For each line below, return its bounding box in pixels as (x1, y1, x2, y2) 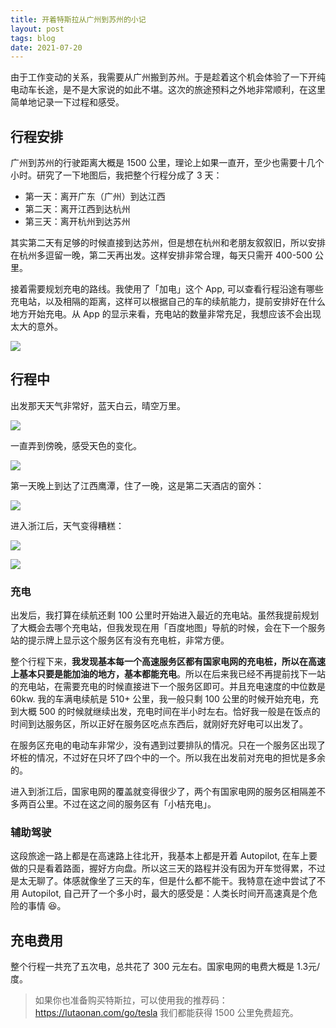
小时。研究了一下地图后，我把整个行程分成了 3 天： (10, 169, 223, 181)
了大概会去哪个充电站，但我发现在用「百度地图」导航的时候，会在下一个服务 (10, 622, 326, 634)
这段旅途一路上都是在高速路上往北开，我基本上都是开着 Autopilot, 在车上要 (10, 850, 318, 862)
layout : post (10, 24, 65, 34)
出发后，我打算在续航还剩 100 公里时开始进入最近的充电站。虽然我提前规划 (10, 609, 320, 621)
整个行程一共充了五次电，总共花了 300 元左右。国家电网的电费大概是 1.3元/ (10, 961, 321, 973)
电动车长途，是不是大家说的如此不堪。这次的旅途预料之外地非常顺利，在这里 (10, 84, 326, 96)
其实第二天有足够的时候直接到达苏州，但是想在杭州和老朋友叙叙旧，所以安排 (10, 237, 326, 249)
